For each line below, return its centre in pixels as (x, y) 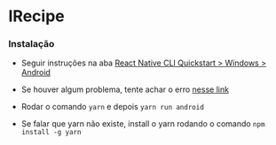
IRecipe (36, 16)
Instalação (32, 44)
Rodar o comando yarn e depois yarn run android (113, 107)
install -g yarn (51, 133)
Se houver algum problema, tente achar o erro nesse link (125, 89)
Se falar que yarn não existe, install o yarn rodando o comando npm (143, 124)
